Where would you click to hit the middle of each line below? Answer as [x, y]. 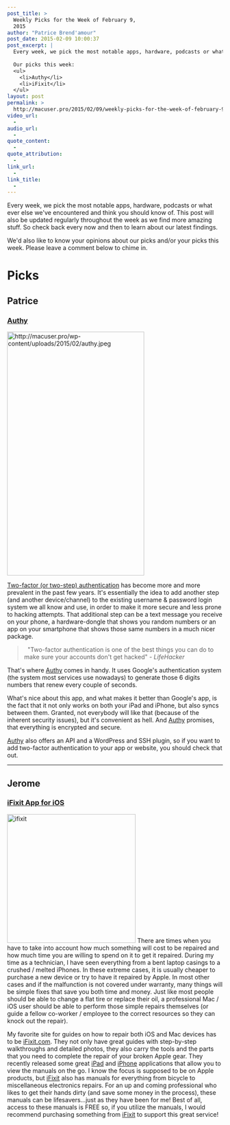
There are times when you [174, 940]
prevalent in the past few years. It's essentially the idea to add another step [113, 593]
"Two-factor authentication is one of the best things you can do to [120, 650]
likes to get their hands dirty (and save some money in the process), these [112, 1092]
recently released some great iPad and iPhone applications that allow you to [114, 1063]
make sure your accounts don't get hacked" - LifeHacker [104, 657]
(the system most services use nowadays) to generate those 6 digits [104, 678]
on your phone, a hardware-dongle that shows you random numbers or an [112, 622]
